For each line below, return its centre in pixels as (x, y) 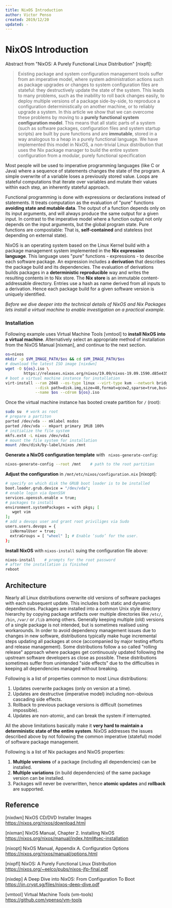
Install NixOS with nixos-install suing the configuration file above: (77, 550)
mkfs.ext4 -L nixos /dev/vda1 (38, 436)
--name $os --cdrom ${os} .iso (67, 393)
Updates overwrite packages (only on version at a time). (72, 689)
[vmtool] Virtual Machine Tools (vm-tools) (49, 894)
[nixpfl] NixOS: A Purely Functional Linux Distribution (61, 863)
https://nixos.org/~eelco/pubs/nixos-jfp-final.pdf (57, 869)
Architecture (26, 585)
